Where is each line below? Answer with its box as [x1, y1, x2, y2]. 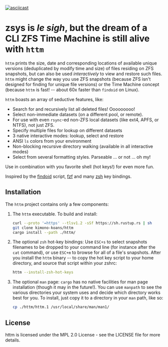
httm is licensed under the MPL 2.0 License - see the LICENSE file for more [5, 331, 160, 337]
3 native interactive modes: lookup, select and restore [12, 133, 124, 139]
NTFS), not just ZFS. [12, 122, 55, 128]
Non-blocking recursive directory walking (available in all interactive [12, 143, 153, 149]
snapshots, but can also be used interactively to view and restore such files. [5, 71, 162, 77]
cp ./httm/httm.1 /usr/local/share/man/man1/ [12, 304, 109, 310]
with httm [5, 44, 44, 55]
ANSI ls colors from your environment [12, 138, 92, 144]
